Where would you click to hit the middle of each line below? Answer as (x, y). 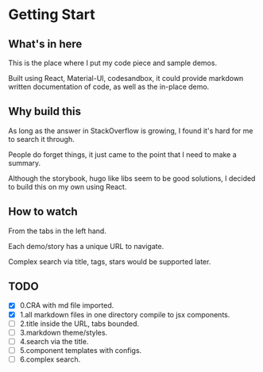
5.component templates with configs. (81, 350)
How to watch (43, 212)
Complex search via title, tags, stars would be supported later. (110, 261)
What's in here (45, 44)
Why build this (45, 111)
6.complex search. (50, 359)
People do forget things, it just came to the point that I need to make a (122, 154)
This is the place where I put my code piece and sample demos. (112, 63)
